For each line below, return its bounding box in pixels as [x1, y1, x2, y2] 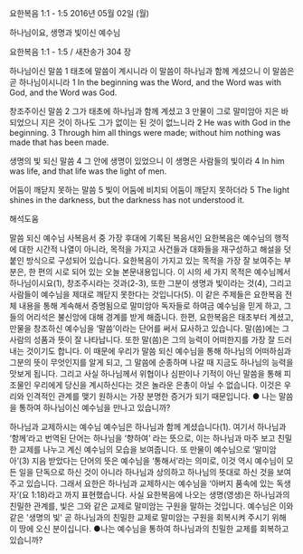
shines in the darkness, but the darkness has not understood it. [9, 195, 245, 205]
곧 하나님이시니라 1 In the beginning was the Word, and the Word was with [9, 77, 282, 88]
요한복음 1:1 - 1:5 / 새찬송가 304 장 [9, 46, 131, 57]
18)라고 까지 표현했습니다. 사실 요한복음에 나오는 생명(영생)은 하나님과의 [36, 490, 290, 500]
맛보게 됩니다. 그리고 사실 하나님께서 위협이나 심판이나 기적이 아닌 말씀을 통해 [9, 368, 282, 378]
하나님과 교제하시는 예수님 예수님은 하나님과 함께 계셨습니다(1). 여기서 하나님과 [9, 422, 287, 432]
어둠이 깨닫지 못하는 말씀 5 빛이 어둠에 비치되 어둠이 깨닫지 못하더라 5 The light [9, 185, 290, 195]
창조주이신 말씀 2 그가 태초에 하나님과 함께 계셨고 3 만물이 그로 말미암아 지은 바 [9, 106, 289, 116]
